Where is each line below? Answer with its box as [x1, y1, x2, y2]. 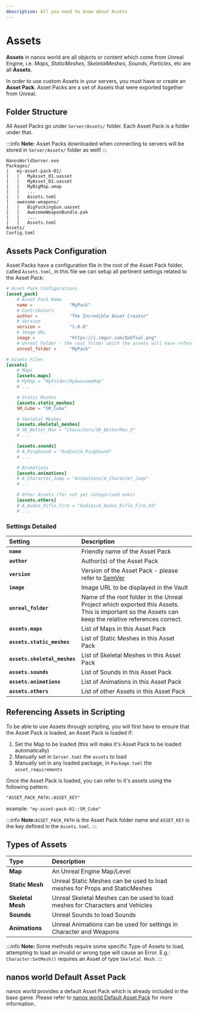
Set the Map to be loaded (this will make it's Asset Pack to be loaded [14, 740, 181, 748]
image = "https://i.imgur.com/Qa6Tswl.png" [16, 335, 157, 341]
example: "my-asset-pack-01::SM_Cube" [6, 805, 101, 812]
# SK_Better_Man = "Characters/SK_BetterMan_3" [16, 427, 136, 433]
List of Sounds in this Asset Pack [81, 668, 172, 676]
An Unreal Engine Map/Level [52, 867, 131, 875]
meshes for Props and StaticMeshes [52, 884, 152, 892]
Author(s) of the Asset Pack [81, 557, 159, 565]
